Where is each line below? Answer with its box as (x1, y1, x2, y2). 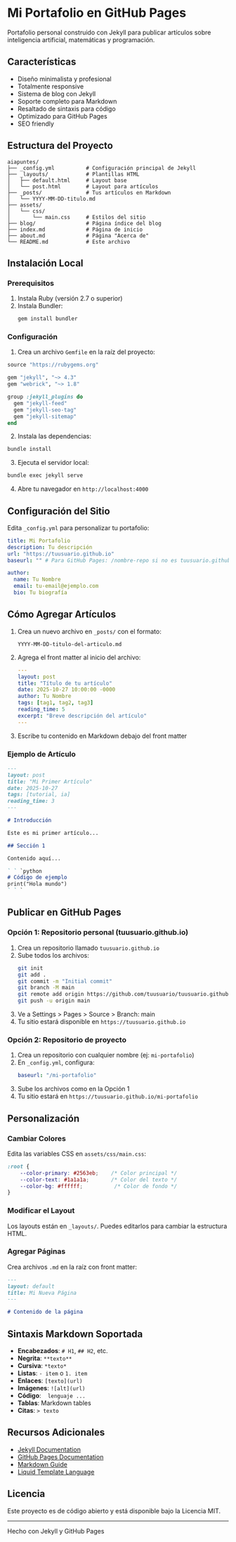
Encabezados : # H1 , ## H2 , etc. (17, 1347, 108, 1355)
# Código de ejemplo (7, 874, 68, 881)
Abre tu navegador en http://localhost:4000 (17, 485, 149, 493)
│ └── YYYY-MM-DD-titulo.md (7, 195, 96, 202)
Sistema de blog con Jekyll (17, 89, 96, 98)
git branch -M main (17, 984, 75, 991)
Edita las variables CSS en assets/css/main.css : (7, 1149, 146, 1158)
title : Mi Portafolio (7, 537, 71, 544)
